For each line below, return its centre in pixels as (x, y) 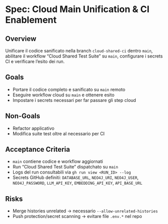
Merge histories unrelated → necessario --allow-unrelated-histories (85, 211)
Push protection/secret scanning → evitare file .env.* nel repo (77, 216)
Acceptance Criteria (38, 150)
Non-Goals (23, 116)
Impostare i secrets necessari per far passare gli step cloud (74, 100)
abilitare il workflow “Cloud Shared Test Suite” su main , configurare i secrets (84, 56)
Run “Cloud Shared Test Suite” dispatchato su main (65, 167)
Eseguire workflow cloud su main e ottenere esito (63, 95)
